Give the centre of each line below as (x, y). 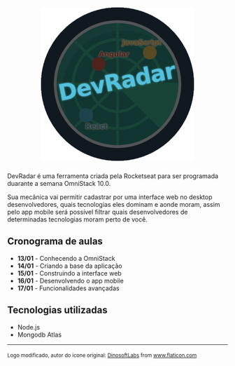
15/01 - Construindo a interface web (70, 273)
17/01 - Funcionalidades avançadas (69, 288)
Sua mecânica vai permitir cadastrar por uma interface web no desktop (110, 197)
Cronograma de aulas (55, 242)
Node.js (29, 327)
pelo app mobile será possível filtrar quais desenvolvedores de (98, 212)
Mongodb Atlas (39, 334)
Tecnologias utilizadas (57, 310)
